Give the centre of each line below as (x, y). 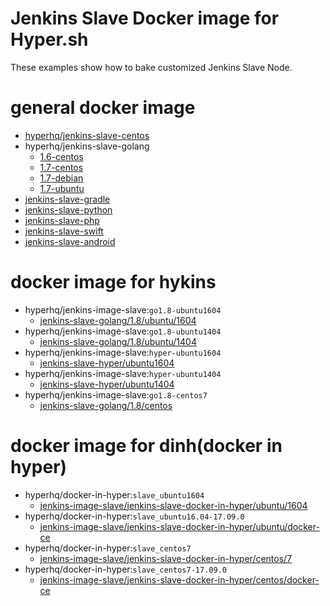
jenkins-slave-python (68, 209)
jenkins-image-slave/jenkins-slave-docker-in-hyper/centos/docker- (179, 579)
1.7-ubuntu (62, 188)
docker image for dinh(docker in (146, 446)
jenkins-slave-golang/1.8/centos (106, 405)
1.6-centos (61, 156)
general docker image (103, 108)
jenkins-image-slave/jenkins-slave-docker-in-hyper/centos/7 (166, 558)
